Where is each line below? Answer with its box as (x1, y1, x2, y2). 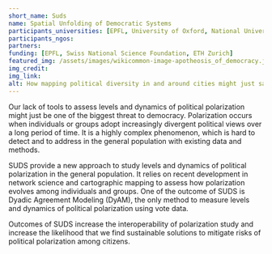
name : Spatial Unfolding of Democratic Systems (8, 19, 172, 28)
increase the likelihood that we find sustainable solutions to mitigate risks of (8, 227, 261, 237)
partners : (8, 42, 42, 50)
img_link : (8, 72, 42, 80)
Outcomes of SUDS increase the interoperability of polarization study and (8, 219, 253, 229)
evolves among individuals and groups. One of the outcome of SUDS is (8, 186, 245, 196)
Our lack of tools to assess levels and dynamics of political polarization (8, 102, 245, 112)
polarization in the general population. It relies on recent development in (8, 169, 249, 179)
